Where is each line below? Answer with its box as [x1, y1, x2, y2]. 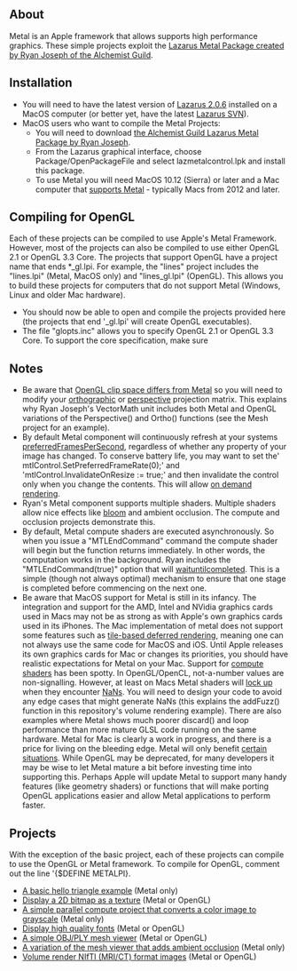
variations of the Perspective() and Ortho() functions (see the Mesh [21, 413, 269, 424]
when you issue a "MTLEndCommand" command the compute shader [21, 536, 278, 546]
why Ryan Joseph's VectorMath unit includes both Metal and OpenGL [21, 403, 277, 414]
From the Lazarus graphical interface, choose [35, 146, 202, 156]
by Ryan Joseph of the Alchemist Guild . [9, 49, 153, 60]
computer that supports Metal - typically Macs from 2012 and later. [35, 184, 281, 195]
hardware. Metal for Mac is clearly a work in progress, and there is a [21, 734, 272, 744]
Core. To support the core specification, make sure [21, 335, 208, 346]
